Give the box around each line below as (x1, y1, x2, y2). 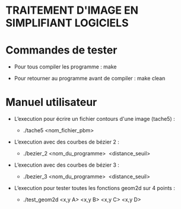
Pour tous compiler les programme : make (14, 63, 117, 70)
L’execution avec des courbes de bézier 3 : (14, 161, 120, 169)
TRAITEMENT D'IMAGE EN (5, 4, 139, 17)
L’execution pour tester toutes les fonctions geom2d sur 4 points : (14, 185, 176, 192)
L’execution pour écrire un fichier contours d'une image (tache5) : (14, 116, 176, 123)
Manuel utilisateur (5, 96, 97, 109)
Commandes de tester (5, 43, 118, 57)
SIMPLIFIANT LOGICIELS (5, 16, 129, 30)
